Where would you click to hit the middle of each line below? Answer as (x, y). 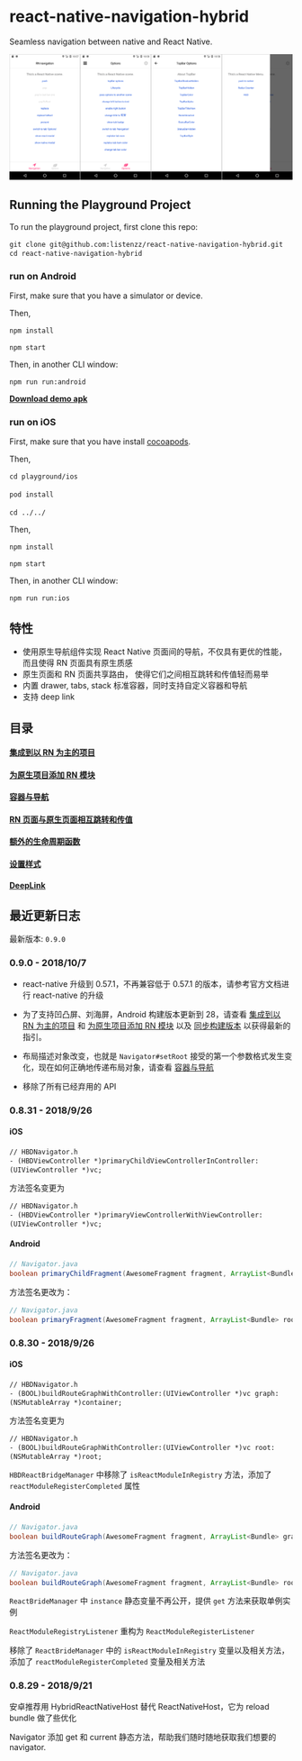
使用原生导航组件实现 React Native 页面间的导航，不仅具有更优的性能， (155, 652)
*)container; (98, 1402)
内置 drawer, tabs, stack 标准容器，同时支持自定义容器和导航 (135, 686)
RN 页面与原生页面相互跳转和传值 (71, 819)
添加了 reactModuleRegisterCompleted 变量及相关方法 (107, 1662)
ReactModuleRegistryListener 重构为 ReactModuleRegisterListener (132, 1631)
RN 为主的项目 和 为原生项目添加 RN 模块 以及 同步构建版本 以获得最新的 (156, 1026)
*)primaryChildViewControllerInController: (176, 1161)
